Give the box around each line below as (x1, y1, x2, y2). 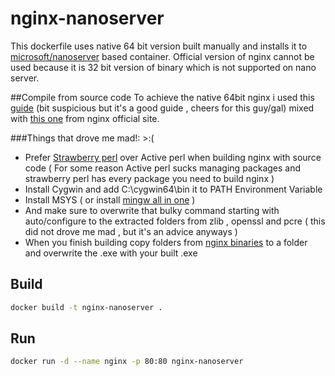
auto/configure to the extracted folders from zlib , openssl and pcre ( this (24, 215, 326, 227)
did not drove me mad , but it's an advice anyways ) (24, 225, 238, 237)
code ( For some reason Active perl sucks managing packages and (24, 162, 302, 174)
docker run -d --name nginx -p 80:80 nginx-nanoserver (10, 357, 244, 367)
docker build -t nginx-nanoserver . (10, 302, 163, 312)
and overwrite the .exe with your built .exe (24, 247, 198, 259)
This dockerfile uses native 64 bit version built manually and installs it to (10, 40, 308, 52)
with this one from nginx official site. (10, 112, 160, 124)
